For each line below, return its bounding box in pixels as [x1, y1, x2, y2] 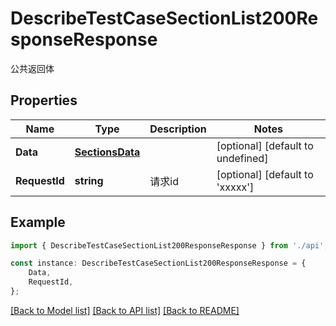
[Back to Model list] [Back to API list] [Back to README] [10, 304, 240, 316]
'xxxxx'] [216, 180, 255, 194]
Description [149, 122, 207, 136]
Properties [10, 92, 78, 109]
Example [10, 214, 66, 231]
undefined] [216, 151, 269, 165]
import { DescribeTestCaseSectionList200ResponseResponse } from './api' [10, 240, 325, 251]
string [74, 173, 104, 187]
